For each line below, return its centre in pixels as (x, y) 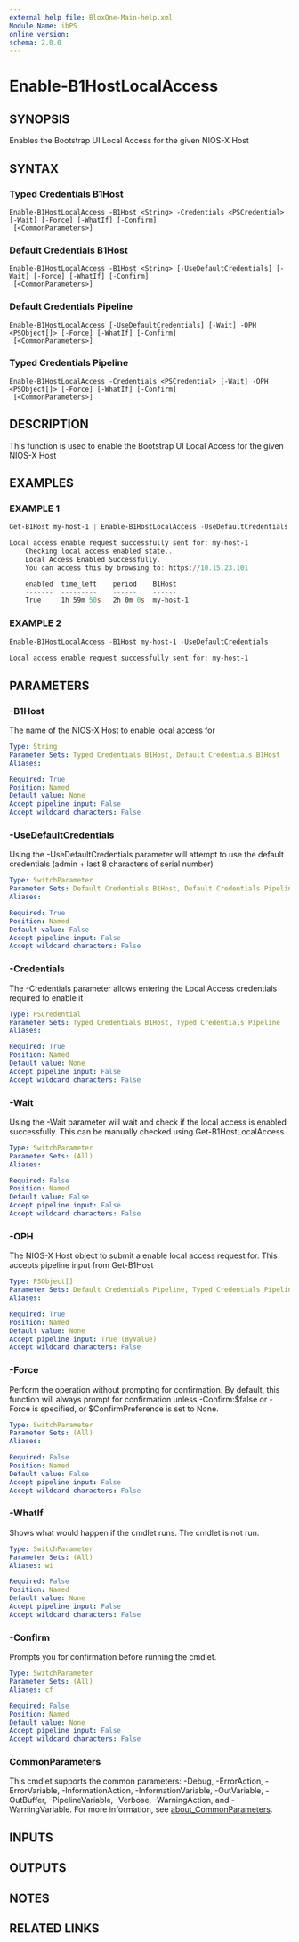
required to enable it (46, 997)
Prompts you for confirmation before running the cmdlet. (113, 1657)
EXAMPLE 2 (36, 623)
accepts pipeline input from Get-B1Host (81, 1265)
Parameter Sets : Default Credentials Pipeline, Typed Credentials (135, 1290)
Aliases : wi (31, 1565)
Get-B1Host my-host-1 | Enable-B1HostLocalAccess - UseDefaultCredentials (149, 527)
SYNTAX (34, 169)
